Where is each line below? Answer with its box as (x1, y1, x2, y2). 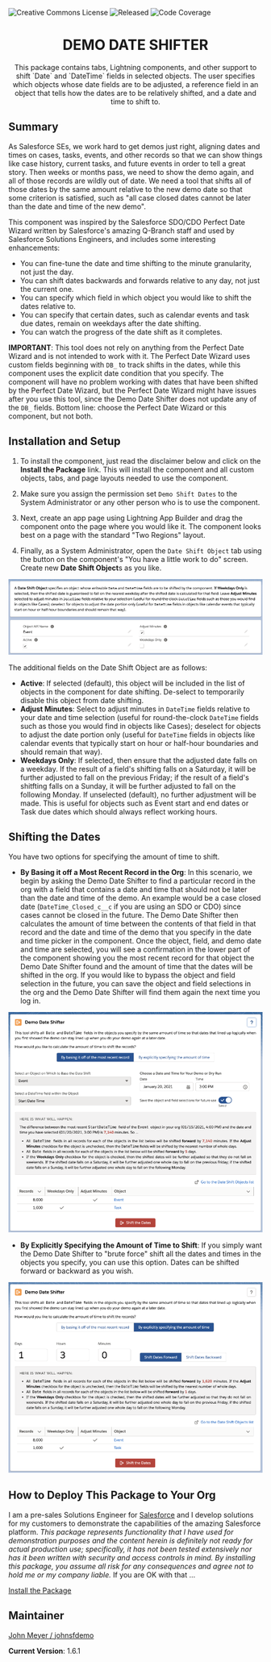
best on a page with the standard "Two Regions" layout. (19, 530, 206, 539)
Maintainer (8, 1609, 65, 1622)
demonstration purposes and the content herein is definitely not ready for (8, 1535, 253, 1545)
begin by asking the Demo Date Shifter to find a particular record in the (19, 876, 256, 885)
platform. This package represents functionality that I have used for (8, 1527, 234, 1536)
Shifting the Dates (8, 831, 101, 844)
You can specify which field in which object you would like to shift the (19, 293, 252, 302)
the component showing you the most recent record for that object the (19, 952, 255, 963)
